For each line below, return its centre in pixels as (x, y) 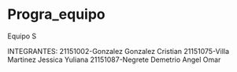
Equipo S (22, 36)
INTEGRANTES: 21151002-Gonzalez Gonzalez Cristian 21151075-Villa (119, 51)
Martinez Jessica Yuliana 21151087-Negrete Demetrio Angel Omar (114, 59)
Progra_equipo (56, 14)
